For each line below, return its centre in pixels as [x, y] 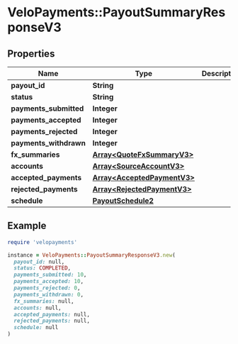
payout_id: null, [39, 262]
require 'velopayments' [42, 242]
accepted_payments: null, [52, 314]
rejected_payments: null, [52, 321]
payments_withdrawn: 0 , [49, 294]
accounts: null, [38, 308]
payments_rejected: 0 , [47, 288]
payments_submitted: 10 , [50, 275]
